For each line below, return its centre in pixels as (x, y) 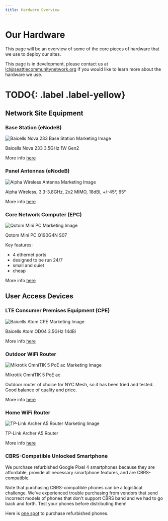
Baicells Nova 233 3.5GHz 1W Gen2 (42, 148)
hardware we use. (24, 74)
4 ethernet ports (29, 255)
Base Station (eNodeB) (33, 128)
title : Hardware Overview (32, 10)
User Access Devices (39, 296)
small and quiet (28, 266)
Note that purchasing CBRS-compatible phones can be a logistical (74, 487)
